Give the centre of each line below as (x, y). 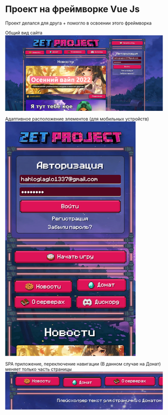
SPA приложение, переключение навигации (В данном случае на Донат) (83, 364)
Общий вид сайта (24, 32)
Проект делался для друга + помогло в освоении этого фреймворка (78, 23)
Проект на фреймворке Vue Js (72, 9)
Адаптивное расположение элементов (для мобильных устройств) (77, 119)
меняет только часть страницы (38, 369)
